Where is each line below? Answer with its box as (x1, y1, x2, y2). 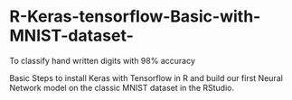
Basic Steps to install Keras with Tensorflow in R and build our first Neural (9, 72, 283, 83)
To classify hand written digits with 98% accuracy (9, 55, 196, 66)
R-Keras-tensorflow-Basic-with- (9, 6, 261, 27)
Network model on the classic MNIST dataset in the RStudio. (9, 82, 235, 93)
